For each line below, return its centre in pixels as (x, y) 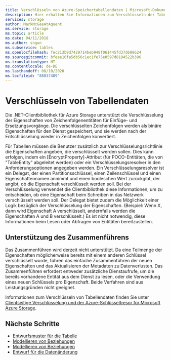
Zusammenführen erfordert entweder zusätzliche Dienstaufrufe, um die (80, 271)
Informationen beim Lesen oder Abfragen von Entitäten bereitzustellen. (79, 221)
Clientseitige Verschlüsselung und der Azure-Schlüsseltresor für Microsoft (83, 302)
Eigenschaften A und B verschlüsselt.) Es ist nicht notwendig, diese (75, 216)
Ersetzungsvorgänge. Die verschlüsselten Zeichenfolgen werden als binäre (83, 126)
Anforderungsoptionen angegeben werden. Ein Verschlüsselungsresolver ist (85, 168)
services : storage (25, 19)
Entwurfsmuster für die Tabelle (45, 336)
